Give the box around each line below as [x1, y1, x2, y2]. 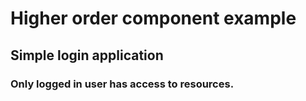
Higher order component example [10, 7, 297, 30]
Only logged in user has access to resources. [10, 77, 235, 91]
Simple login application [10, 47, 164, 64]
